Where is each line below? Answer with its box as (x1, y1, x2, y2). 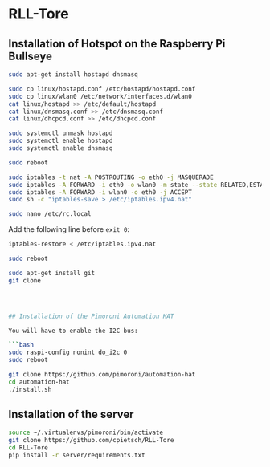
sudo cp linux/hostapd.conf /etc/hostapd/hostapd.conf (8, 85, 196, 93)
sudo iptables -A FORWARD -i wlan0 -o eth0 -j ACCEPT (8, 188, 193, 197)
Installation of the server (8, 408, 134, 421)
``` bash (8, 341, 35, 349)
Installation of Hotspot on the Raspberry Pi (8, 37, 226, 51)
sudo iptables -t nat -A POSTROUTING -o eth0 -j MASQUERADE (8, 173, 215, 181)
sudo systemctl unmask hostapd (8, 129, 113, 137)
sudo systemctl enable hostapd (8, 137, 113, 145)
